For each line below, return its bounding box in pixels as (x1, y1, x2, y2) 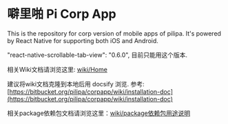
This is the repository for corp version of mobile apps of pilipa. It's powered (7, 29, 222, 38)
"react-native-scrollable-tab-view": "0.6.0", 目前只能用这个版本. (7, 51, 188, 59)
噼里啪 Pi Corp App (7, 6, 116, 22)
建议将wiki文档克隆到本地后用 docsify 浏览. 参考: (7, 79, 145, 88)
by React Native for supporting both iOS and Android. (7, 36, 158, 45)
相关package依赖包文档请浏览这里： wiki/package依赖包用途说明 (7, 109, 191, 117)
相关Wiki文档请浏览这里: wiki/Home (7, 65, 108, 73)
